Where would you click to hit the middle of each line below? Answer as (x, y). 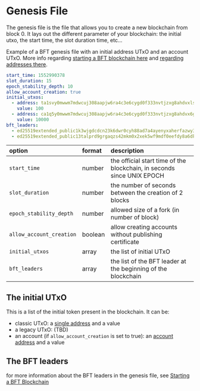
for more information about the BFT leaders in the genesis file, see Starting (98, 376)
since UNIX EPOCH (137, 176)
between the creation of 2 (147, 193)
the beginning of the (139, 269)
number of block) (135, 218)
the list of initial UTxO (140, 252)
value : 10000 (33, 120)
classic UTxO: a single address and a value (67, 324)
